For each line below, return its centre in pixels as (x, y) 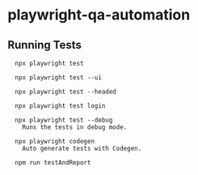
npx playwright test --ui (59, 78)
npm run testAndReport (53, 163)
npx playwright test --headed (65, 92)
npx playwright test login (60, 106)
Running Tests (44, 45)
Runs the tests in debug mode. (75, 127)
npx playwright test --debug (64, 120)
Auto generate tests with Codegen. (82, 148)
